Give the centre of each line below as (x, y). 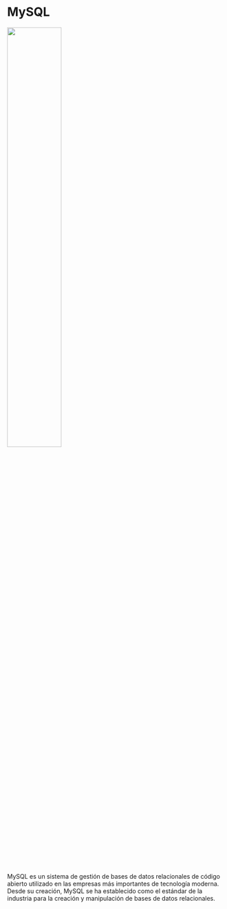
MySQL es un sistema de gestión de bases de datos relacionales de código (113, 876)
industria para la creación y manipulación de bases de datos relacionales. (111, 898)
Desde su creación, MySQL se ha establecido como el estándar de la (105, 891)
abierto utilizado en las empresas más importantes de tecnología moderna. (113, 884)
